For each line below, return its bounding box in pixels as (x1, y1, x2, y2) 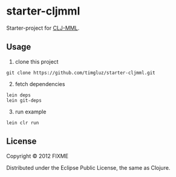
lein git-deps (6, 97, 42, 104)
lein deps (6, 92, 31, 98)
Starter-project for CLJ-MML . (6, 24, 80, 32)
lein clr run (6, 119, 39, 125)
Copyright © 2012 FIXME (6, 152, 68, 159)
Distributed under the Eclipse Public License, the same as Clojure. (6, 164, 171, 171)
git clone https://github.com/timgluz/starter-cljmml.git (6, 70, 155, 76)
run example (15, 108, 47, 115)
